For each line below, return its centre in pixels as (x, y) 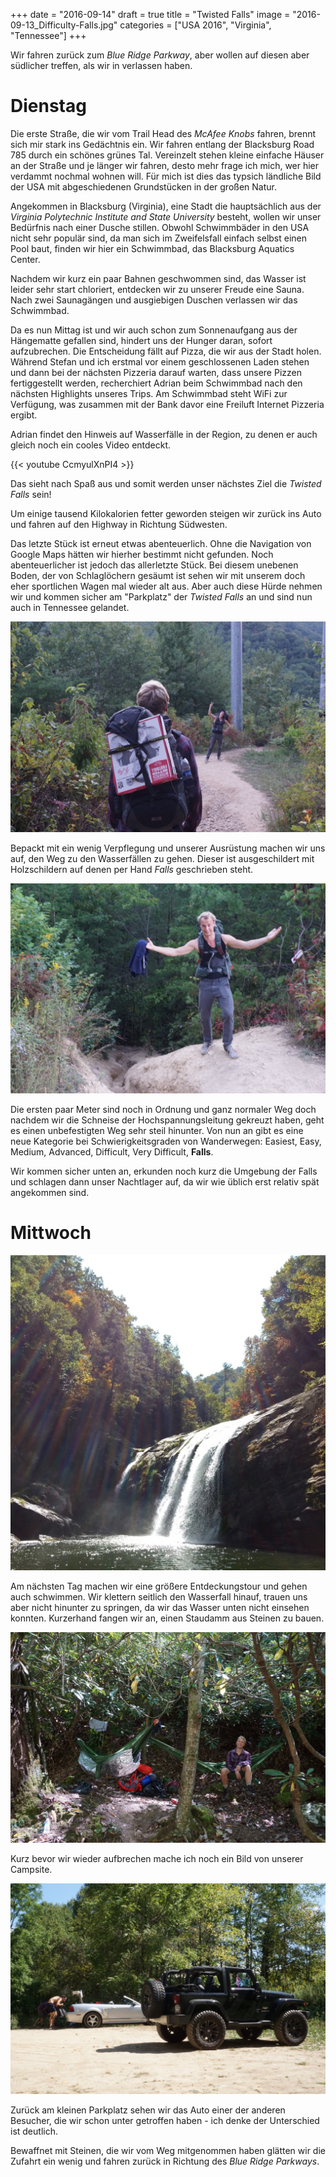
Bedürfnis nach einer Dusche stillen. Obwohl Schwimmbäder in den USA (160, 227)
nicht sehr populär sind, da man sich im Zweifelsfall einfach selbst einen (159, 238)
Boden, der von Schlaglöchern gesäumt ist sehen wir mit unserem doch (158, 575)
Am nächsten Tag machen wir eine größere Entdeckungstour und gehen (159, 1586)
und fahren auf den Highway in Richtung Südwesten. (119, 524)
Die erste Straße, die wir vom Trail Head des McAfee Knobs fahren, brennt (163, 133)
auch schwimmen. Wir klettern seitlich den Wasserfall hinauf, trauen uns (159, 1597)
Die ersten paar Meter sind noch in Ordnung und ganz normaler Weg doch (163, 1110)
